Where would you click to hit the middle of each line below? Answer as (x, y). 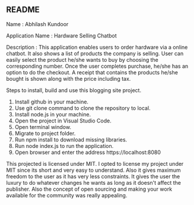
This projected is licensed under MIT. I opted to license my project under (95, 163)
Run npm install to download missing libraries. (71, 140)
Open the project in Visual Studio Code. (63, 121)
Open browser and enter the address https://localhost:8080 (88, 152)
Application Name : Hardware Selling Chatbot (61, 36)
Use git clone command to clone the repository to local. (82, 108)
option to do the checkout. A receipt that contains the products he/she (92, 72)
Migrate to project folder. (45, 133)
